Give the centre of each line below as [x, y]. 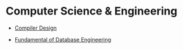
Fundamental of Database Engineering [63, 39]
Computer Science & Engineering [91, 11]
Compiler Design [36, 28]
